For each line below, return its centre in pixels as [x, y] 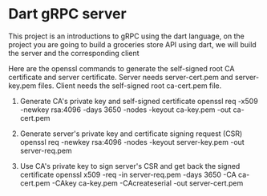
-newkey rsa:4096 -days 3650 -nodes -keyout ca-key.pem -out [125, 110]
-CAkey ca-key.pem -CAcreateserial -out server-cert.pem [148, 183]
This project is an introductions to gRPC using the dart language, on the [126, 36]
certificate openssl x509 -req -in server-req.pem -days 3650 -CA [128, 174]
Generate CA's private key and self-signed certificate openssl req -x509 [139, 101]
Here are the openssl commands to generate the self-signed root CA [121, 68]
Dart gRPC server [67, 14]
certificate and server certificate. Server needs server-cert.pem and [121, 77]
